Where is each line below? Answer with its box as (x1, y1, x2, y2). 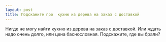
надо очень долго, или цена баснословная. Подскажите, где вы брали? (5, 31, 160, 37)
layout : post (5, 7, 33, 12)
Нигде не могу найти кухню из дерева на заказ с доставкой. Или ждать (5, 25, 161, 31)
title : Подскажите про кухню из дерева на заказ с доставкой (5, 12, 140, 17)
